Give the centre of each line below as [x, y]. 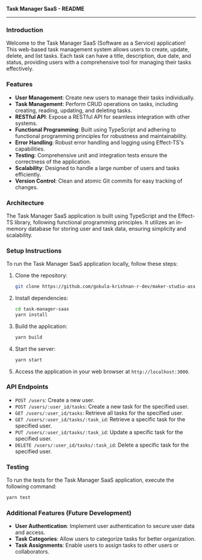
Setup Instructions [34, 251]
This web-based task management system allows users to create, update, [98, 49]
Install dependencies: [41, 298]
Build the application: [41, 326]
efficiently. [28, 174]
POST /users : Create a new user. [55, 400]
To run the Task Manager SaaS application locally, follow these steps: [92, 264]
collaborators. [32, 552]
